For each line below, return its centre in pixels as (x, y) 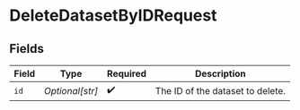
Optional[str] (71, 90)
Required (126, 74)
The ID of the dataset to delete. (220, 90)
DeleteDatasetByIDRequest (113, 16)
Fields (27, 49)
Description (221, 74)
